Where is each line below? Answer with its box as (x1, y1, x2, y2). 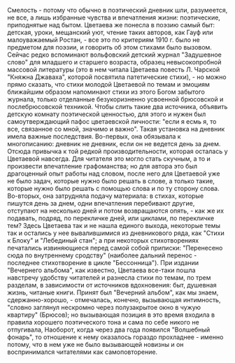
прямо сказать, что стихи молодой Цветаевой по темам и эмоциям (7, 80, 210, 88)
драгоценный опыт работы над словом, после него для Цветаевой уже (7, 169, 220, 178)
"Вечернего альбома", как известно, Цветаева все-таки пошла (7, 266, 196, 274)
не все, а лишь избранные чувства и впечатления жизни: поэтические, (7, 13, 220, 22)
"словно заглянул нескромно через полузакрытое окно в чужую (7, 304, 201, 311)
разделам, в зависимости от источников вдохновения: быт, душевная (7, 281, 217, 289)
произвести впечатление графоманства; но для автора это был (7, 162, 198, 170)
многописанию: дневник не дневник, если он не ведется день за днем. (7, 140, 221, 148)
